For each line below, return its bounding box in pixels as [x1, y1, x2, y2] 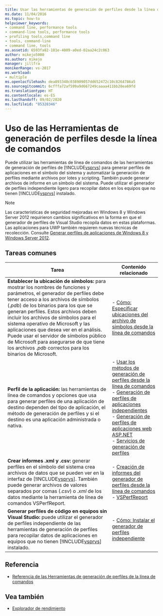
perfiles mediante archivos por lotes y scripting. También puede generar [5, 175, 149, 181]
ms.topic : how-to [5, 16, 40, 21]
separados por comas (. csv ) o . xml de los [7, 487, 102, 494]
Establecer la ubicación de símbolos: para [7, 278, 106, 284]
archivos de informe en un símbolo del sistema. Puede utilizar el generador [5, 180, 155, 186]
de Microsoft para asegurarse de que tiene [7, 338, 105, 345]
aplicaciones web [112, 425, 152, 432]
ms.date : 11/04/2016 [5, 12, 47, 17]
